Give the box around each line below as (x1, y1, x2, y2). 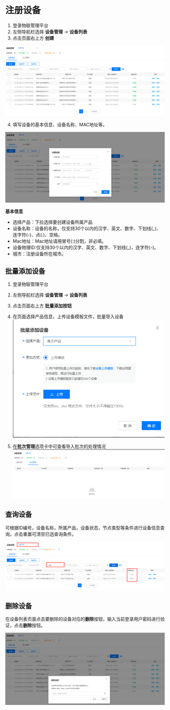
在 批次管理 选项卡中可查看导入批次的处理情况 (12, 443, 106, 450)
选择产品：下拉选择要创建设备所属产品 (12, 219, 93, 225)
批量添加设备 (5, 267, 46, 275)
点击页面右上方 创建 (12, 35, 54, 41)
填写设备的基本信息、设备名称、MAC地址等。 (12, 122, 107, 128)
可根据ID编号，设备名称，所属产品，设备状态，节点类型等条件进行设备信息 (5, 525, 160, 531)
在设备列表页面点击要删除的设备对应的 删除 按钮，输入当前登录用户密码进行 (5, 616, 160, 622)
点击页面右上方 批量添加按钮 (12, 303, 72, 309)
